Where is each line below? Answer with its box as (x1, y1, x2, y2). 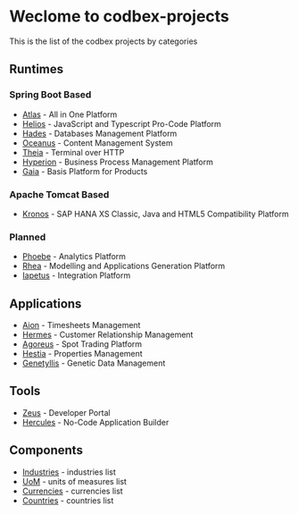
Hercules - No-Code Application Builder (21, 417, 170, 427)
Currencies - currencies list (21, 485, 123, 496)
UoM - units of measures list (21, 476, 128, 486)
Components (9, 442, 83, 458)
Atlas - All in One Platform (21, 109, 118, 120)
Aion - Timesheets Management (21, 320, 141, 331)
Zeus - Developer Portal (21, 407, 111, 417)
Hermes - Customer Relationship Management (21, 329, 194, 341)
